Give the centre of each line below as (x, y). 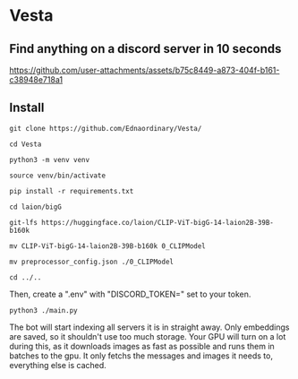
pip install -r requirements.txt (72, 191)
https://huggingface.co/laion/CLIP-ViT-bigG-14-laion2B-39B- (158, 222)
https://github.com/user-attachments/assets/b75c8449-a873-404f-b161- (145, 70)
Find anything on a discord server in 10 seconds (145, 49)
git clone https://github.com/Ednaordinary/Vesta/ (106, 128)
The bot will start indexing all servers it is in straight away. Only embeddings (149, 327)
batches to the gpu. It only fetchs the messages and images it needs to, (141, 356)
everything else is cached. (58, 365)
